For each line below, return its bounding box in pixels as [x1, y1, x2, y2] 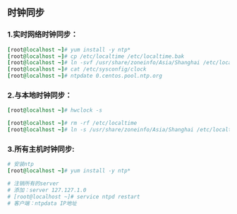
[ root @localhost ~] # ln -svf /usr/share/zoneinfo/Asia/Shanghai [7, 59, 200, 66]
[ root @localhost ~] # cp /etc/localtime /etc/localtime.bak [7, 52, 185, 60]
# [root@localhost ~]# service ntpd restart [7, 193, 140, 200]
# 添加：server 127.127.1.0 [7, 186, 87, 194]
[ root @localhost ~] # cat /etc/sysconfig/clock [7, 66, 147, 73]
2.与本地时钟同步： [7, 90, 73, 100]
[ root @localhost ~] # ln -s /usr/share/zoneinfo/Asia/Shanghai [7, 126, 194, 133]
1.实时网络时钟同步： [7, 30, 78, 40]
